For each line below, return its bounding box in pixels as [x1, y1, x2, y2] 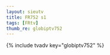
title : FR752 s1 [6, 14, 46, 20]
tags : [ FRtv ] [6, 20, 39, 26]
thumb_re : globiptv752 [6, 25, 62, 32]
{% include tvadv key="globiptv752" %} [6, 42, 105, 49]
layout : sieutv [6, 8, 44, 15]
